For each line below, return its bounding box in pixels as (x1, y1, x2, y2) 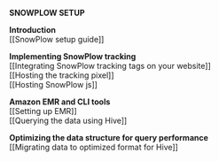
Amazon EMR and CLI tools (9, 96, 111, 107)
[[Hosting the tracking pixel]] (9, 70, 114, 80)
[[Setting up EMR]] (9, 106, 77, 116)
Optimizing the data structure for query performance (9, 133, 208, 142)
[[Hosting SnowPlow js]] (9, 80, 98, 89)
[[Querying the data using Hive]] (9, 115, 128, 126)
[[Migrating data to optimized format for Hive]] (9, 142, 179, 152)
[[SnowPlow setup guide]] (9, 34, 105, 44)
